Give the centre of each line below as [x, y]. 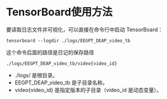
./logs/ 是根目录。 [36, 75]
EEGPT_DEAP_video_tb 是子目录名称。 [61, 82]
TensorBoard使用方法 [59, 12]
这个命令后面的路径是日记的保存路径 [50, 52]
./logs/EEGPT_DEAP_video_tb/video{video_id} [62, 63]
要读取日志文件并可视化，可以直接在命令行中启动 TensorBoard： [85, 29]
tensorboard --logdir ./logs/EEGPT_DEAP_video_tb [68, 41]
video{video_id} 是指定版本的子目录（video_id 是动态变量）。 [88, 90]
